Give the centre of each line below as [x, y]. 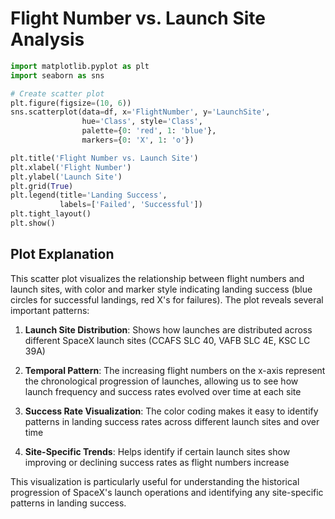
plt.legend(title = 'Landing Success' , [89, 195]
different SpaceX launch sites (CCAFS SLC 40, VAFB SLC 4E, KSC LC [167, 340]
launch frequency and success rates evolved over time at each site [163, 391]
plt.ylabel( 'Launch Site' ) [66, 177]
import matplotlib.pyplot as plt [80, 66]
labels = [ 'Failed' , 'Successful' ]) [131, 205]
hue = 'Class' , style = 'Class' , [142, 122]
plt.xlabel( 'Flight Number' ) [71, 167]
